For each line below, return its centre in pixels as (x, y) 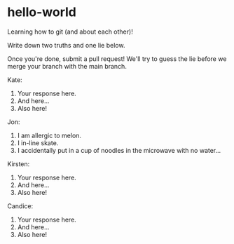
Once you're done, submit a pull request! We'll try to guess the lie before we (117, 59)
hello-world (42, 12)
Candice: (20, 206)
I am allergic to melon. (49, 135)
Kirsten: (19, 164)
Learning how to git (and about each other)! (70, 32)
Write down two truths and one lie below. (66, 45)
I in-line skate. (38, 143)
